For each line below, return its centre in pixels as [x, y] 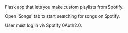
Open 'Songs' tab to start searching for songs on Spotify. [63, 16]
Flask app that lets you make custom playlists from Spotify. [64, 7]
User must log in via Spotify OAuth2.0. [43, 25]
